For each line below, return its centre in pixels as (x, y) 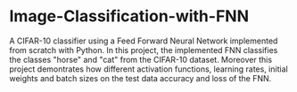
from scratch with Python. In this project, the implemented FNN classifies (144, 50)
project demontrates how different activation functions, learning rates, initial (148, 69)
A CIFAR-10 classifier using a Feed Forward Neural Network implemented (144, 41)
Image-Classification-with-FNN (129, 16)
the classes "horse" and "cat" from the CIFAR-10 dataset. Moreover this (141, 59)
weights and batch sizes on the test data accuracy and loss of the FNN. (140, 78)
